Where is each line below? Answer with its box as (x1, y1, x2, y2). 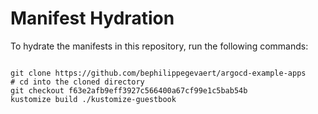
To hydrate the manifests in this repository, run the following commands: (10, 40, 309, 52)
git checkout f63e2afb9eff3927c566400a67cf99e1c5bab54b (10, 85, 248, 96)
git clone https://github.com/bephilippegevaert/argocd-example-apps (10, 68, 307, 78)
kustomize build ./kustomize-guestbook (10, 94, 177, 104)
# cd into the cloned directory (10, 77, 145, 87)
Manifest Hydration (10, 7, 175, 30)
